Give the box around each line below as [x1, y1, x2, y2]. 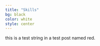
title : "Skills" [5, 7, 39, 12]
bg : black [5, 12, 26, 17]
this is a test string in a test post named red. [5, 35, 95, 41]
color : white [5, 16, 32, 21]
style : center [5, 21, 35, 26]
